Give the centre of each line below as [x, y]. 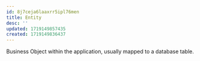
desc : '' [17, 23]
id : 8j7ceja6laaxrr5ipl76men [43, 12]
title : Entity [24, 18]
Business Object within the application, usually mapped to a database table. [100, 51]
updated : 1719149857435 [36, 29]
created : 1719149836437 [36, 34]
